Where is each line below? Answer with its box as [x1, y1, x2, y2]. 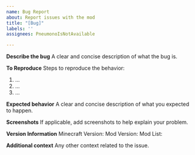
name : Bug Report [6, 8, 50, 15]
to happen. [6, 107, 33, 114]
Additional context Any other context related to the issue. [6, 142, 149, 149]
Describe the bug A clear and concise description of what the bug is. [6, 53, 178, 60]
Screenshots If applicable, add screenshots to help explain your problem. [6, 118, 188, 126]
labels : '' [6, 25, 34, 32]
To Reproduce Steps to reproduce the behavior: [6, 64, 125, 72]
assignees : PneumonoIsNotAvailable [6, 31, 95, 37]
